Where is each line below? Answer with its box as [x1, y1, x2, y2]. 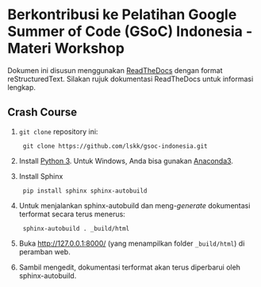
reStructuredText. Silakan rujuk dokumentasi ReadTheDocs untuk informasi [7, 74, 254, 83]
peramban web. [18, 246, 71, 256]
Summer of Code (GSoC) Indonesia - [7, 22, 253, 41]
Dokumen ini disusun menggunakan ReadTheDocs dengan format [7, 65, 223, 75]
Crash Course [7, 106, 78, 119]
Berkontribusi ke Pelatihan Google [7, 6, 237, 24]
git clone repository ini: [18, 126, 98, 136]
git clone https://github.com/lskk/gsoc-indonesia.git [22, 142, 208, 150]
